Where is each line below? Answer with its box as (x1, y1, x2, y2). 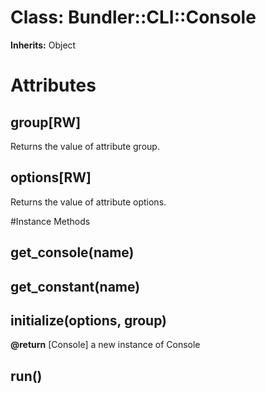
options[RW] (10, 169, 92, 186)
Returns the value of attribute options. (10, 196, 167, 208)
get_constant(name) (10, 278, 141, 295)
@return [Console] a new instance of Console (10, 339, 201, 351)
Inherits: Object (10, 39, 77, 51)
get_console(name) (10, 244, 135, 261)
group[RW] (10, 114, 82, 131)
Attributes (10, 74, 97, 97)
